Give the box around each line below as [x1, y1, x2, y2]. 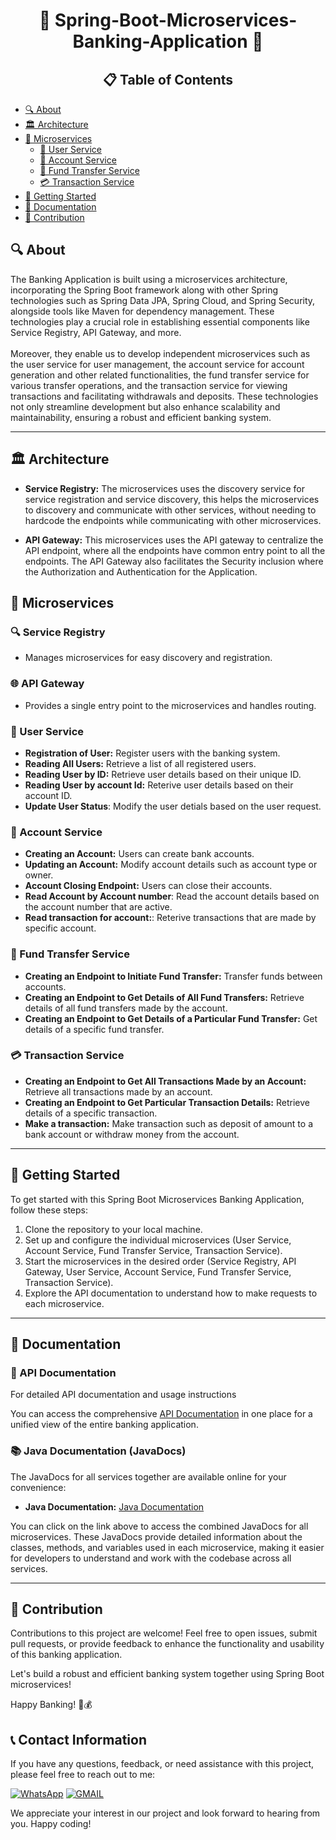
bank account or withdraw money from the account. [24, 1128, 240, 1140]
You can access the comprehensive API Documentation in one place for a [10, 1408, 313, 1420]
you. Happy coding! [10, 1818, 92, 1830]
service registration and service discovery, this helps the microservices [24, 493, 320, 505]
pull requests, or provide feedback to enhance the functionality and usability [10, 1638, 325, 1650]
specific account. [24, 922, 97, 934]
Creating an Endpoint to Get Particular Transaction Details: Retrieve [24, 1096, 310, 1108]
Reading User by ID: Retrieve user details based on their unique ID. [24, 768, 302, 780]
